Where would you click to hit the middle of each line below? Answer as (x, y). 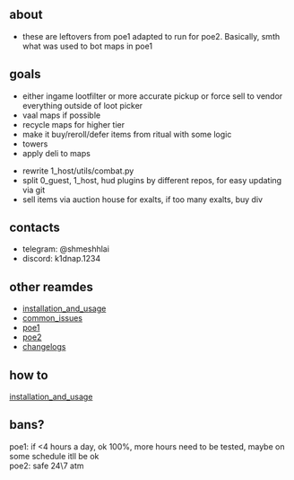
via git (34, 190)
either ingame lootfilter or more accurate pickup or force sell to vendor (152, 96)
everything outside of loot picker (82, 105)
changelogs (44, 347)
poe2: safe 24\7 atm (47, 466)
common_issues (52, 318)
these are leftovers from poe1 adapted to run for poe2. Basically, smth (151, 36)
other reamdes (52, 287)
